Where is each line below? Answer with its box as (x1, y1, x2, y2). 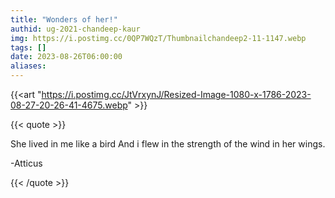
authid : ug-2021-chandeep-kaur (10, 24, 141, 34)
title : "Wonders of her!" (10, 14, 118, 25)
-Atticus (10, 157, 43, 169)
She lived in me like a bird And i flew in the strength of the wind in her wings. (10, 138, 326, 150)
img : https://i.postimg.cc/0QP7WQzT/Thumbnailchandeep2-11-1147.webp (10, 33, 307, 43)
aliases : (10, 61, 47, 71)
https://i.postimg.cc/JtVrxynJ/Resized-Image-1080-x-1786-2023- (41, 89, 312, 100)
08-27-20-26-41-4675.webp (10, 99, 128, 111)
